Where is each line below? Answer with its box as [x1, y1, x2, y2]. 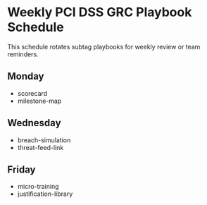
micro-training [17, 182, 59, 191]
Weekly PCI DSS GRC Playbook [7, 4, 192, 20]
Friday [7, 163, 36, 175]
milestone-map [17, 97, 62, 105]
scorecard [17, 89, 48, 97]
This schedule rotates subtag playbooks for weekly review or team [7, 42, 201, 51]
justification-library [17, 190, 73, 198]
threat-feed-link [17, 143, 64, 151]
